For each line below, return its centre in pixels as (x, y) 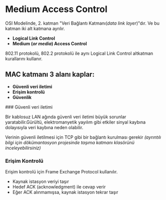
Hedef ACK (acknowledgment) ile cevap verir (59, 187)
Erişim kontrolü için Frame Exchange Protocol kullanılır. (61, 172)
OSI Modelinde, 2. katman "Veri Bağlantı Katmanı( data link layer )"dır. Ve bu (82, 23)
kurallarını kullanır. (24, 58)
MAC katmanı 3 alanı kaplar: (50, 75)
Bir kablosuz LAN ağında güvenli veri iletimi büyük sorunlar (66, 117)
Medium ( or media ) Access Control (50, 43)
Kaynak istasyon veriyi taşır (40, 181)
